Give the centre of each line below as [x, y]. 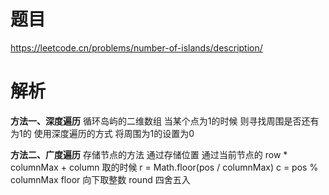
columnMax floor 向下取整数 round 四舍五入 [100, 179]
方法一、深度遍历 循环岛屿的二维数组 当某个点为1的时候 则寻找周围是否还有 [165, 121]
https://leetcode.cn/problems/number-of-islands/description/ [136, 47]
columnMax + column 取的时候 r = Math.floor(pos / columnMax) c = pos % [164, 167]
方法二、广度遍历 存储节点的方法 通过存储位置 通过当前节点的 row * [149, 154]
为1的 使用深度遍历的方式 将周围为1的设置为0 [102, 133]
